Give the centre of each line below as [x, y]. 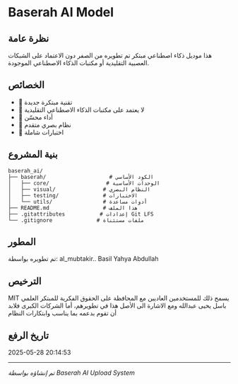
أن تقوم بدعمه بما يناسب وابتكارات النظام [63, 313]
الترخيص [25, 281]
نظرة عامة [29, 39]
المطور [22, 242]
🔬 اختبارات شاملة [41, 132]
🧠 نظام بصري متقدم [44, 124]
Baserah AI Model [61, 12]
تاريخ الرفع [28, 336]
